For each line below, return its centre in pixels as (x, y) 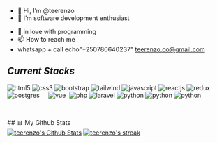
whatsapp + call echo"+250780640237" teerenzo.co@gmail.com (111, 49)
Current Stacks (41, 71)
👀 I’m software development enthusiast (73, 18)
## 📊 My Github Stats (39, 122)
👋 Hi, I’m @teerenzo (46, 11)
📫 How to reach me (46, 39)
